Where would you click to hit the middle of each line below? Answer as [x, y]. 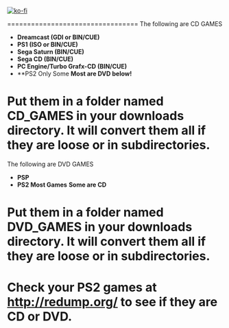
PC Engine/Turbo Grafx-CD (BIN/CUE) [72, 66]
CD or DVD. [40, 317]
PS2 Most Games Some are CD [62, 185]
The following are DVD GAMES [50, 164]
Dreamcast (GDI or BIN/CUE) [58, 37]
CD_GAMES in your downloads [96, 116]
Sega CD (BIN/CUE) [45, 59]
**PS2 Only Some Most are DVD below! [74, 73]
